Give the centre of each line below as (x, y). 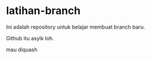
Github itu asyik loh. (30, 38)
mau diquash (22, 49)
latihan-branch (43, 11)
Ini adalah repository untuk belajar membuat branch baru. (75, 27)
